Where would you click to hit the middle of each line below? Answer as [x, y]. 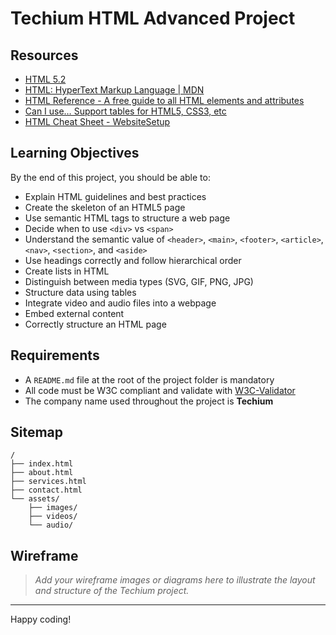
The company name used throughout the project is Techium [149, 401]
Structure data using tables [80, 292]
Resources [44, 55]
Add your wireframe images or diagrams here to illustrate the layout [175, 580]
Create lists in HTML [67, 271]
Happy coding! [41, 619]
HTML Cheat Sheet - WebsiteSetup [97, 121]
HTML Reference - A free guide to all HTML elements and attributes [164, 100]
